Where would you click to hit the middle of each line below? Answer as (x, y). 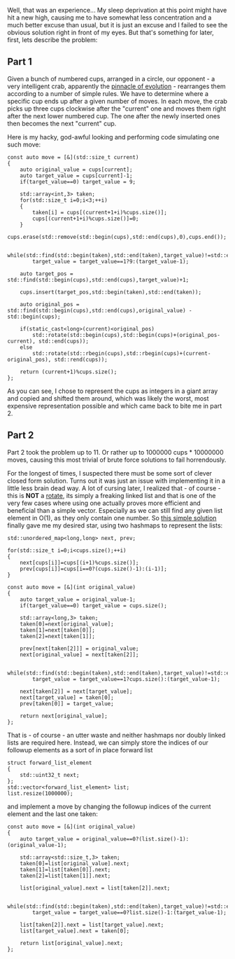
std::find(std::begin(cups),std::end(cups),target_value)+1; (98, 280)
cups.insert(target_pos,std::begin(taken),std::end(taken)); (111, 292)
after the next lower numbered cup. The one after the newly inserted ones (114, 116)
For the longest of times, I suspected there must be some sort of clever (109, 473)
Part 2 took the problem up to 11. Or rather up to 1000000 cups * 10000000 (115, 452)
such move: (24, 144)
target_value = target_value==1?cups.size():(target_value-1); (126, 679)
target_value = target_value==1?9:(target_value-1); (111, 261)
